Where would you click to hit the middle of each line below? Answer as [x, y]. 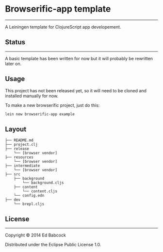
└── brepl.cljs [29, 204]
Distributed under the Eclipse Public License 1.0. [53, 245]
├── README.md [19, 140]
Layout [16, 129]
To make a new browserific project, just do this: [52, 105]
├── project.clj [21, 145]
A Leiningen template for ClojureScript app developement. [63, 27]
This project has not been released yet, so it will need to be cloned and [76, 90]
